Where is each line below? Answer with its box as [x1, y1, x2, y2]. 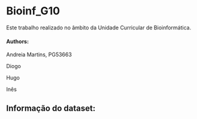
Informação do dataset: [6, 103, 96, 113]
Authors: [6, 38, 29, 45]
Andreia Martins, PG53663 [6, 51, 72, 58]
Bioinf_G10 [6, 4, 60, 18]
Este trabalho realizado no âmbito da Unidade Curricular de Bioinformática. [6, 24, 192, 31]
